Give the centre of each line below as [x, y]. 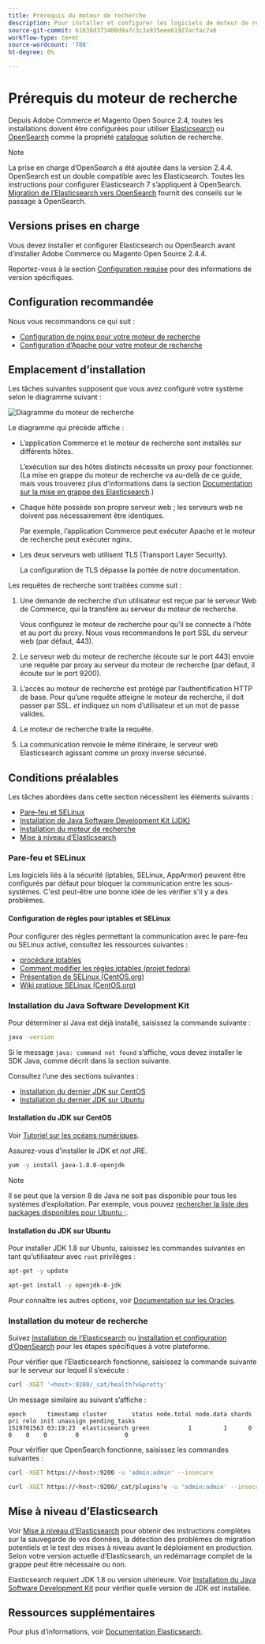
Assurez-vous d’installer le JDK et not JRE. [78, 1151]
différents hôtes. [46, 452]
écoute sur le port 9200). [60, 674]
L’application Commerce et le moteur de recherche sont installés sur [131, 443]
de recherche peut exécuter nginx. [76, 539]
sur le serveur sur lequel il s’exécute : [69, 1370]
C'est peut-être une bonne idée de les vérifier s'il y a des [136, 892]
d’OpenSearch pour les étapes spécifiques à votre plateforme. [109, 1347]
